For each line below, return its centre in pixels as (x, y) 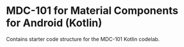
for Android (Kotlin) (54, 23)
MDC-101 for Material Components (92, 11)
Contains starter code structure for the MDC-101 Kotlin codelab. (83, 39)
